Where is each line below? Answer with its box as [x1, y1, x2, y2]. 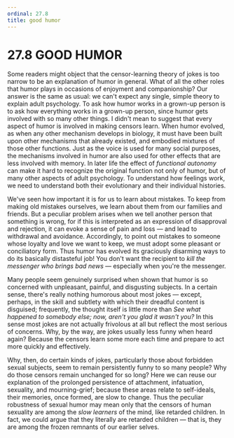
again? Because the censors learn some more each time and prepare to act [7, 335, 225, 344]
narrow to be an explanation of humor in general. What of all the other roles [7, 78, 225, 86]
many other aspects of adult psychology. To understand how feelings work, [7, 174, 226, 183]
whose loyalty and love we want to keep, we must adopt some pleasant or [7, 239, 221, 248]
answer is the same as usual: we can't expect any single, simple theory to [7, 92, 220, 101]
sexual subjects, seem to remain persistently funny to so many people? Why [7, 363, 227, 372]
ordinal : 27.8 [7, 10, 49, 17]
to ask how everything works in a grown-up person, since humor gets [7, 107, 209, 115]
